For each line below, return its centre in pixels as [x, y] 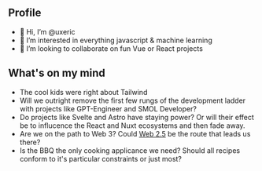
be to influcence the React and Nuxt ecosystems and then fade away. [132, 126]
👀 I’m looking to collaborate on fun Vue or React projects [111, 48]
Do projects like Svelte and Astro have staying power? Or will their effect [137, 117]
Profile [25, 13]
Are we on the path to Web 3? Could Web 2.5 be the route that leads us [135, 133]
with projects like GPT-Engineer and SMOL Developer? [108, 108]
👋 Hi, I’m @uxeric [48, 31]
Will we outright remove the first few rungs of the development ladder [133, 100]
